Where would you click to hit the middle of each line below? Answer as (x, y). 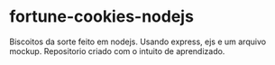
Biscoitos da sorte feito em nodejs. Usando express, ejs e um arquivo (138, 42)
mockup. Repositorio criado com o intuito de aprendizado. (117, 51)
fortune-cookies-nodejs (101, 17)
